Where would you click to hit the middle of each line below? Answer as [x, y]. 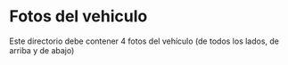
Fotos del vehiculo [78, 16]
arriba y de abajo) [42, 50]
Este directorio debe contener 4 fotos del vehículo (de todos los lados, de [144, 41]
